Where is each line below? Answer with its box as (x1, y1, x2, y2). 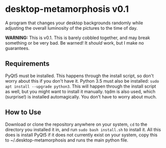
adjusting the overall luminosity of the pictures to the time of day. (5, 25, 138, 31)
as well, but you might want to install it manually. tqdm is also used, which (5, 88, 156, 95)
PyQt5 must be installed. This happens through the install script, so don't (5, 73, 154, 79)
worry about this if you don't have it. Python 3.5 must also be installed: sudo (5, 78, 160, 84)
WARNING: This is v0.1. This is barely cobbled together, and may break (5, 35, 150, 41)
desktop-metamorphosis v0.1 (5, 3, 129, 15)
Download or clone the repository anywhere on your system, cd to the (5, 121, 148, 127)
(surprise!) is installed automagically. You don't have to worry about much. (5, 94, 157, 99)
